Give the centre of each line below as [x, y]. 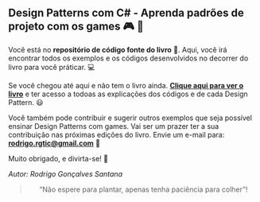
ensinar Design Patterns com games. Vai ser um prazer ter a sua [114, 126]
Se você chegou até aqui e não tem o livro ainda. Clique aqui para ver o [126, 85]
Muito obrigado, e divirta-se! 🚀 [58, 158]
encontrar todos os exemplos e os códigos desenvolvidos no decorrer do [128, 58]
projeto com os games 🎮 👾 [76, 27]
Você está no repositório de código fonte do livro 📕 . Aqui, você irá [118, 49]
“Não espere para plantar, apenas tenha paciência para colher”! [144, 189]
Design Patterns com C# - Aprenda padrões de [126, 13]
